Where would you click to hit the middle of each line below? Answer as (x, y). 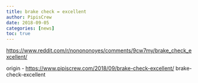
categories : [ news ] (30, 28)
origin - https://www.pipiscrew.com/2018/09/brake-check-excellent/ (90, 68)
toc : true (18, 34)
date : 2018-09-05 (28, 23)
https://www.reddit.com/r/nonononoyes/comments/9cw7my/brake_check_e (99, 50)
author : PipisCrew (29, 17)
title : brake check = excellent (46, 12)
